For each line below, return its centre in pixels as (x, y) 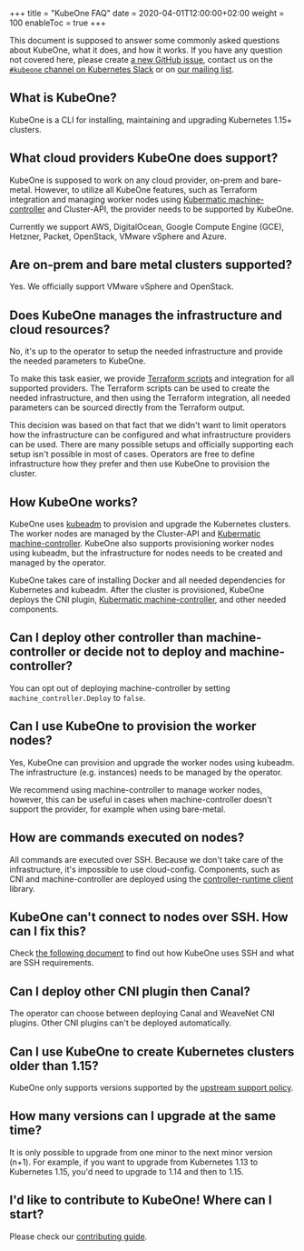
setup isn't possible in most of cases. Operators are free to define (132, 455)
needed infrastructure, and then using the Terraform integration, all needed (150, 398)
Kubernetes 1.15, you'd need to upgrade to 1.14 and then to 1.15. (127, 1171)
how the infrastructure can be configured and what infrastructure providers (150, 435)
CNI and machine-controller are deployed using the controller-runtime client (152, 879)
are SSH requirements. (52, 963)
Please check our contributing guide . (78, 1236)
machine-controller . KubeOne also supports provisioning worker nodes (142, 544)
